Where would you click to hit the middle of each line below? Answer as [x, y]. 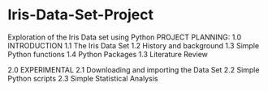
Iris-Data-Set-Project [80, 15]
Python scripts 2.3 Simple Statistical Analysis [83, 78]
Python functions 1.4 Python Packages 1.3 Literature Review [108, 54]
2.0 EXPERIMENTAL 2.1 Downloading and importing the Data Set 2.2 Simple [134, 69]
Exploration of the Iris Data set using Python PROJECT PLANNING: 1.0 [125, 37]
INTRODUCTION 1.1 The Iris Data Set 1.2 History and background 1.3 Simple [134, 45]
